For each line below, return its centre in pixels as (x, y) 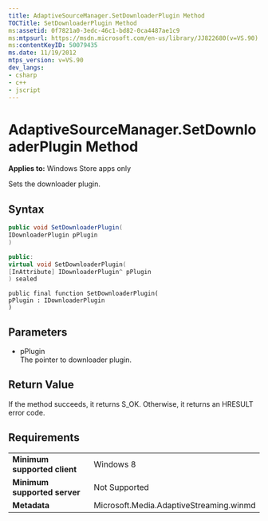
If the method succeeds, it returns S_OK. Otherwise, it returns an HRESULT (131, 404)
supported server (46, 492)
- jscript (25, 90)
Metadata (31, 505)
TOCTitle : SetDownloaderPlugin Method (73, 23)
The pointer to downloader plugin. (76, 360)
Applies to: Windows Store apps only (70, 169)
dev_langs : (26, 68)
